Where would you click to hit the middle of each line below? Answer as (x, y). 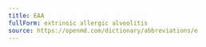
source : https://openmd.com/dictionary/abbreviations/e (103, 30)
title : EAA (26, 16)
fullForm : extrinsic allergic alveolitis (78, 23)
